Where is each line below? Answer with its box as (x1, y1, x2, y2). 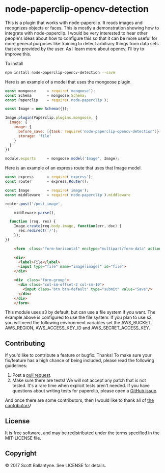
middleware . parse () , (14, 210, 56, 215)
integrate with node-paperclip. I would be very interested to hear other (5, 30, 148, 36)
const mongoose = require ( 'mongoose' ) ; (5, 88, 96, 93)
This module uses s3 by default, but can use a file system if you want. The (5, 309, 156, 315)
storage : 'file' (18, 134, 52, 139)
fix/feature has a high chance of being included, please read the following (5, 358, 155, 363)
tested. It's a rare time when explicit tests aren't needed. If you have (12, 383, 150, 389)
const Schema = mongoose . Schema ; (5, 93, 87, 98)
